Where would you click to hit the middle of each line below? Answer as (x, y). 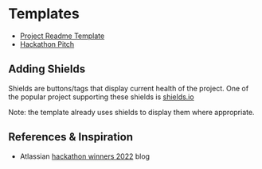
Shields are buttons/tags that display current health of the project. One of (129, 88)
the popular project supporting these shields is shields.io (101, 97)
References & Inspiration (71, 137)
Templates (44, 14)
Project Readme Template (62, 36)
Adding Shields (47, 69)
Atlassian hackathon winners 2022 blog (84, 156)
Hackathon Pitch (47, 44)
